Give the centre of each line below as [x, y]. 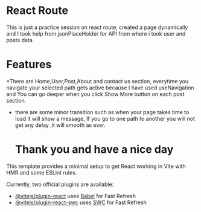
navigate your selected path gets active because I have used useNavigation [100, 88]
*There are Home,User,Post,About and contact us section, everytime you [97, 81]
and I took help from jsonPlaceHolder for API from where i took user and [96, 33]
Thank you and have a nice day [94, 149]
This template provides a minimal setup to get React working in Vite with [96, 166]
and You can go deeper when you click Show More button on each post [95, 94]
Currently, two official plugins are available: [60, 184]
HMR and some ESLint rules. [42, 172]
